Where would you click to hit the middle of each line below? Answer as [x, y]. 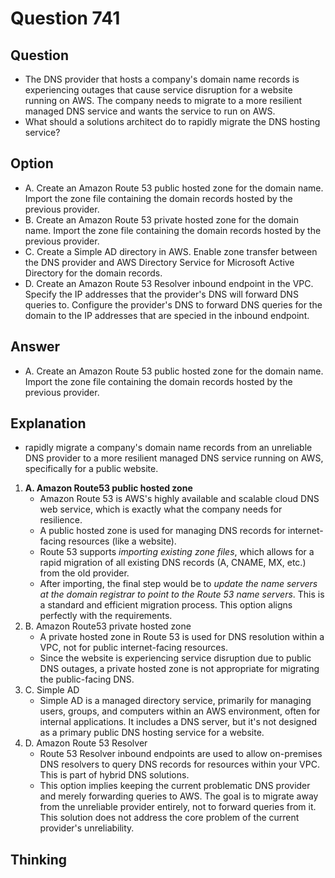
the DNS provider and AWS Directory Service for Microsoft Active [159, 262]
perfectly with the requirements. [106, 616]
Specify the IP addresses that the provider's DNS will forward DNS [161, 294]
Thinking [39, 859]
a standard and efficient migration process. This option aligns [166, 605]
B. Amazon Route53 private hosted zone [108, 626]
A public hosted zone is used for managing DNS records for [162, 531]
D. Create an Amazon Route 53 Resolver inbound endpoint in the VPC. [169, 283]
